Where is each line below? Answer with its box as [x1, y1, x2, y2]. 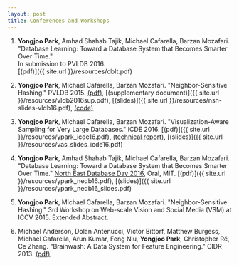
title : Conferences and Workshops [7, 17, 110, 24]
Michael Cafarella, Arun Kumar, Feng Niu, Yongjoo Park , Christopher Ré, [17, 234, 230, 243]
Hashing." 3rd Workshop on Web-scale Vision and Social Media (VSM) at [17, 205, 232, 214]
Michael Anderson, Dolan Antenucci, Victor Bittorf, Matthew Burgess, [17, 227, 221, 235]
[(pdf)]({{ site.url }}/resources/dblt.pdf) [17, 67, 133, 76]
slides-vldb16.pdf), [17, 103, 73, 112]
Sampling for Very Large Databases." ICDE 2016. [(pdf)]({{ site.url [17, 125, 210, 133]
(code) [73, 103, 94, 112]
